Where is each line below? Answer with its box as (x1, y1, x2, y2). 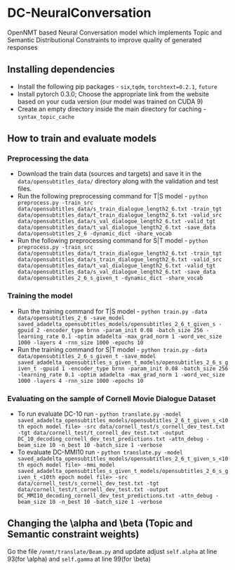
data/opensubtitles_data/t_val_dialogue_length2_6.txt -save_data (17, 224, 216, 232)
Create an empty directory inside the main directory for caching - (17, 104, 207, 113)
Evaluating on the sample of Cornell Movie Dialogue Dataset (7, 393, 216, 403)
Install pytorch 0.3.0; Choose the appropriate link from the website (17, 89, 209, 98)
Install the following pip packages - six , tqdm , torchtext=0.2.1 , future (17, 82, 217, 91)
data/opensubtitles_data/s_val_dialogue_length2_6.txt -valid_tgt (17, 218, 216, 225)
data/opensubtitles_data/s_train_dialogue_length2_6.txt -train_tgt (17, 205, 222, 213)
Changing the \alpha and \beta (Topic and (7, 517, 193, 529)
